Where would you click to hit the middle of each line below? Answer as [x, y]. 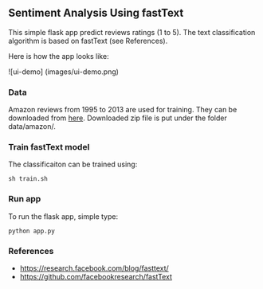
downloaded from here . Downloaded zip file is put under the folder [118, 118]
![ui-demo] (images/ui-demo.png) [64, 72]
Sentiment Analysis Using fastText [96, 13]
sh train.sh [28, 179]
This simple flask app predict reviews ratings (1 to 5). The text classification [132, 32]
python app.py [32, 231]
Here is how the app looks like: [59, 56]
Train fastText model [49, 147]
